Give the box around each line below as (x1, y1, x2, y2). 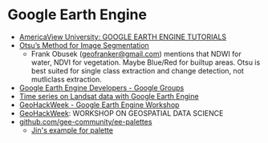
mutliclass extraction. (30, 74, 102, 84)
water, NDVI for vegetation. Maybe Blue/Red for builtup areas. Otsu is (30, 58, 261, 67)
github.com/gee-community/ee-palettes (18, 117, 152, 126)
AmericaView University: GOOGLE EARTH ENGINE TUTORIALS (18, 32, 227, 42)
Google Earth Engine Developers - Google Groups (18, 82, 185, 93)
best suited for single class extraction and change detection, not (30, 66, 244, 75)
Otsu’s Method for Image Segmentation (18, 40, 149, 50)
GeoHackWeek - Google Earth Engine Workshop (18, 100, 180, 109)
